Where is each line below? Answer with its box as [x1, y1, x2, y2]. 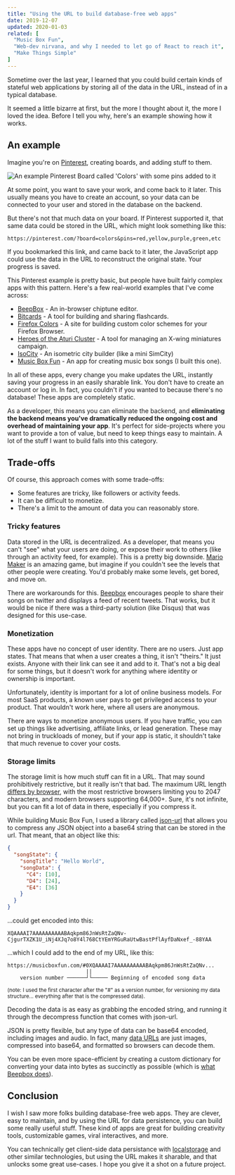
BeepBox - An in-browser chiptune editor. [17, 304, 138, 313]
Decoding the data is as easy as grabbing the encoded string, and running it [7, 1005, 227, 1014]
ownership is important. [7, 674, 76, 682]
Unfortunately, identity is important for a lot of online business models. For [7, 687, 222, 697]
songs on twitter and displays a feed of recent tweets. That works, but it [7, 596, 215, 604]
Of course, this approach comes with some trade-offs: [7, 476, 165, 484]
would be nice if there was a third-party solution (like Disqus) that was [7, 603, 210, 612]
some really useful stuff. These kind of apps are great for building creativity [7, 1124, 225, 1132]
